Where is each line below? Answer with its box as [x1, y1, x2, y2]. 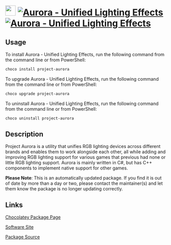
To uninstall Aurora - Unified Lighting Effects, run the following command [5, 100, 159, 107]
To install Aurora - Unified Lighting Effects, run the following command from [5, 52, 165, 57]
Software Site [5, 224, 34, 230]
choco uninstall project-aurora [5, 115, 74, 121]
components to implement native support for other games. [5, 165, 129, 171]
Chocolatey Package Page [5, 214, 61, 220]
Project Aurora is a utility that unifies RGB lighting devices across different [5, 143, 161, 150]
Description [5, 130, 43, 139]
